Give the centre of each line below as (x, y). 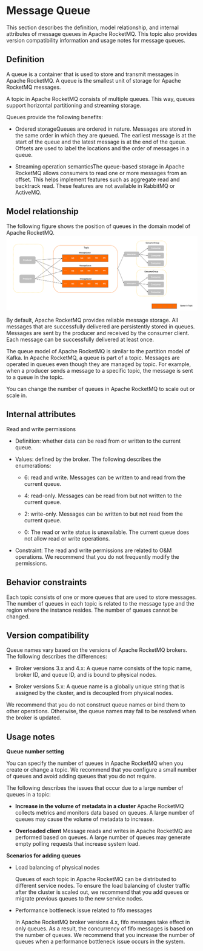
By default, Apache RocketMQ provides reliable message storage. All (92, 320)
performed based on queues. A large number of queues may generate (103, 837)
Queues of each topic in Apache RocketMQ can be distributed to (96, 879)
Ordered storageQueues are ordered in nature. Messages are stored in (103, 129)
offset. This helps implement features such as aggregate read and (97, 179)
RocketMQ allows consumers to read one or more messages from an (101, 173)
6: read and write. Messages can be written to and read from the (105, 477)
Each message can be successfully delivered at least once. (80, 339)
